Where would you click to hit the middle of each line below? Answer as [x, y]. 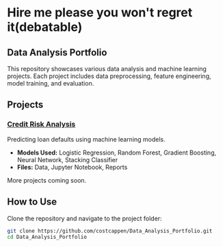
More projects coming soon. [47, 180]
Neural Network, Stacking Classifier [67, 159]
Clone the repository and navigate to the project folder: [84, 218]
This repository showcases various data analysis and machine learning [107, 69]
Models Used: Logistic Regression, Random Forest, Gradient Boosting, [117, 153]
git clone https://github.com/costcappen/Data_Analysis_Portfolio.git [110, 231]
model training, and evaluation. [51, 83]
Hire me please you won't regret [100, 13]
